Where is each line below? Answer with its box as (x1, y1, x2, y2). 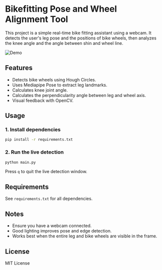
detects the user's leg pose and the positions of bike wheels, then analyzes (5, 35, 157, 41)
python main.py (5, 160, 36, 165)
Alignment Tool (5, 14, 68, 25)
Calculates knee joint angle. (12, 87, 68, 93)
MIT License (5, 260, 30, 266)
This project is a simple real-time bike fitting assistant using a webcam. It (5, 30, 152, 36)
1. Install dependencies (5, 126, 61, 133)
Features (5, 64, 33, 72)
